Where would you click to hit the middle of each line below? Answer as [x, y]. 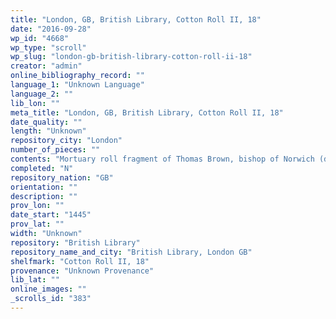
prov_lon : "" [37, 206]
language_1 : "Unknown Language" [77, 85]
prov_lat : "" [37, 224]
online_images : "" [48, 289]
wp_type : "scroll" [48, 47]
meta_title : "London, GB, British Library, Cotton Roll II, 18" [147, 112]
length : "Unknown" [48, 131]
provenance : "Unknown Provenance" [82, 271]
